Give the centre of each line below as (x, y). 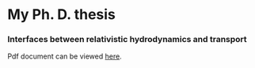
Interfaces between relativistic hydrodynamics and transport (127, 40)
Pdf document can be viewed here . (65, 56)
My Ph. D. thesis (62, 15)
